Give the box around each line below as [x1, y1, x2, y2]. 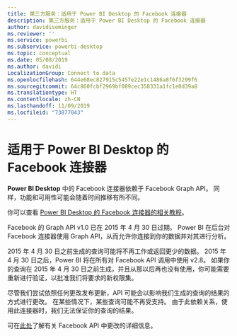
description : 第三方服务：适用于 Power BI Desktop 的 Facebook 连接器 [7, 17, 207, 24]
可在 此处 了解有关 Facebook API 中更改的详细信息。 [7, 321, 157, 330]
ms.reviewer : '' [7, 30, 55, 37]
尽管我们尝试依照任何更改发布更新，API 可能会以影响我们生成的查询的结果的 [7, 288, 230, 297]
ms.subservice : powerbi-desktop [7, 43, 103, 50]
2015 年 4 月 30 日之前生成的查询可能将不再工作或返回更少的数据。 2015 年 [7, 247, 226, 255]
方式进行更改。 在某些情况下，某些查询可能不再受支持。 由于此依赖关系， [7, 297, 221, 306]
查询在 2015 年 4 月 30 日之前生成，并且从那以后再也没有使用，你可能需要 [13, 265, 230, 273]
